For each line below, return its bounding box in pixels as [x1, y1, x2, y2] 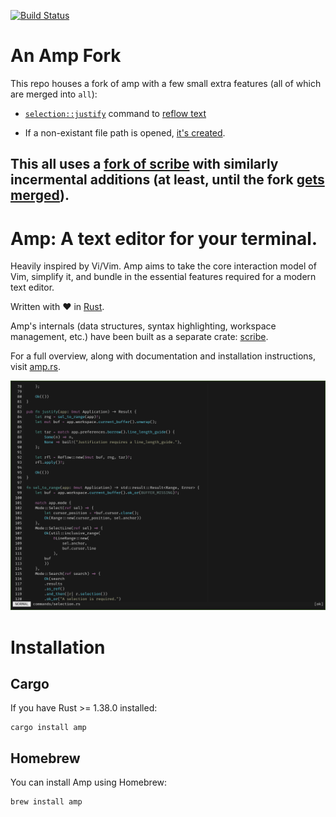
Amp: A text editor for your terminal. [10, 227, 318, 250]
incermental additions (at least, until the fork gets [10, 171, 325, 189]
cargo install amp [10, 723, 87, 733]
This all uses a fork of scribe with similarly [10, 156, 279, 173]
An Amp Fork [10, 45, 122, 67]
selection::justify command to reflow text [24, 107, 207, 119]
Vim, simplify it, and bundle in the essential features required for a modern [10, 271, 317, 283]
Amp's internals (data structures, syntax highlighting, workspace [10, 320, 277, 332]
